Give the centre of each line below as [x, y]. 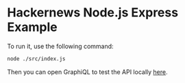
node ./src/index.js [37, 59]
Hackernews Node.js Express [93, 13]
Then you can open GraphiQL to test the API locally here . [87, 72]
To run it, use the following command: [61, 46]
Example [32, 27]
